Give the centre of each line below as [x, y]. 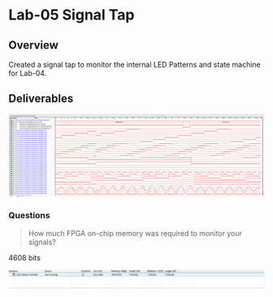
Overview [34, 45]
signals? [42, 242]
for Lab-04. [28, 73]
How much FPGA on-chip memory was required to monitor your [135, 233]
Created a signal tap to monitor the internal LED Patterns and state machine [135, 64]
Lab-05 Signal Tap [71, 15]
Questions [29, 216]
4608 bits [24, 257]
